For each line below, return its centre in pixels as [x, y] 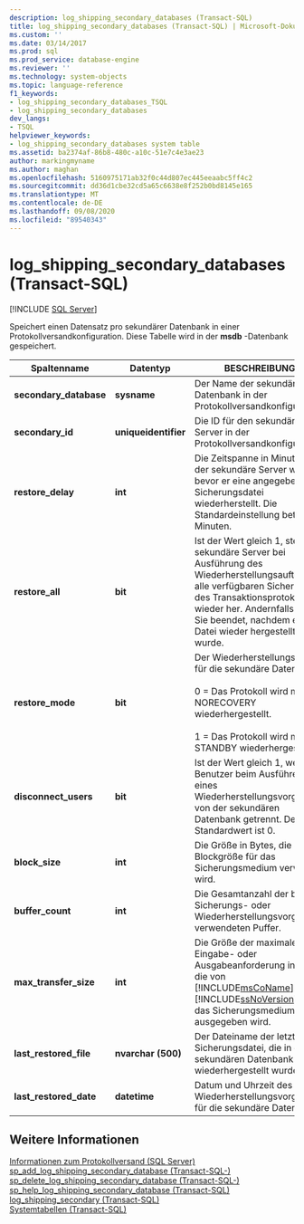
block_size [38, 862]
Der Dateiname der [234, 1036]
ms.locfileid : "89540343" [58, 220]
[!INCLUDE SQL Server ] [53, 309]
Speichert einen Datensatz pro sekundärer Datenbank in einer [124, 326]
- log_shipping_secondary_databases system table [105, 144]
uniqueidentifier [150, 432]
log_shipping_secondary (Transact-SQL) [85, 1200]
